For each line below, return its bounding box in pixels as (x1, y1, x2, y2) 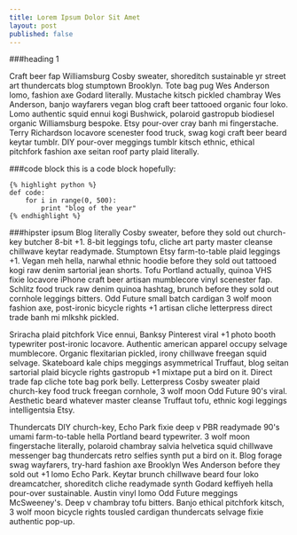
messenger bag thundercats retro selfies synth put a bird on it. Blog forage (9, 450, 282, 461)
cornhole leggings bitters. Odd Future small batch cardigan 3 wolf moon (9, 294, 272, 304)
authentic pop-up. (9, 516, 75, 527)
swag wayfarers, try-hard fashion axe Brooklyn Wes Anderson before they (9, 460, 281, 470)
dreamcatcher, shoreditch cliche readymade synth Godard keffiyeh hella (9, 478, 273, 489)
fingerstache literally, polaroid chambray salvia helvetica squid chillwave (9, 441, 273, 452)
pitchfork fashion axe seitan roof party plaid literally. (9, 146, 199, 157)
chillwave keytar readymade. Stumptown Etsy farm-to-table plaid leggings (9, 246, 281, 257)
